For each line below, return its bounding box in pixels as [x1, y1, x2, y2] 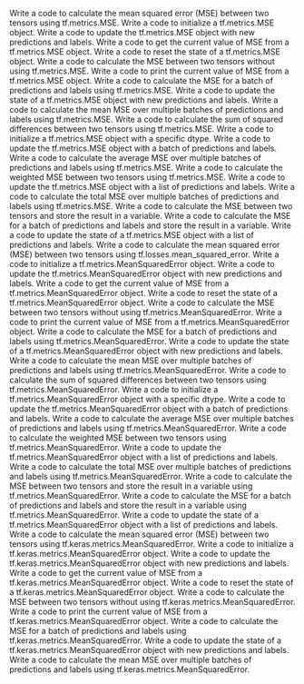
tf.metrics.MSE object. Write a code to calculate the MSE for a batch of [9, 75, 274, 85]
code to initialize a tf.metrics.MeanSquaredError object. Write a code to [9, 259, 275, 269]
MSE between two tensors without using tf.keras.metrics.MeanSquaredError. [9, 597, 296, 607]
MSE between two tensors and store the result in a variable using [9, 481, 253, 491]
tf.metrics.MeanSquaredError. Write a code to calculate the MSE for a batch [9, 491, 292, 501]
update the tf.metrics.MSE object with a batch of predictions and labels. [9, 143, 278, 154]
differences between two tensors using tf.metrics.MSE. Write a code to [9, 124, 274, 134]
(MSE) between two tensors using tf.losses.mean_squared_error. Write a [9, 249, 279, 260]
